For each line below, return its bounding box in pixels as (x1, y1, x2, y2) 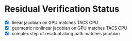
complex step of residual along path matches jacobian (11, 31, 120, 37)
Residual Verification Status (4, 3, 119, 15)
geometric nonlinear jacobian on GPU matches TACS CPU (11, 25, 128, 31)
